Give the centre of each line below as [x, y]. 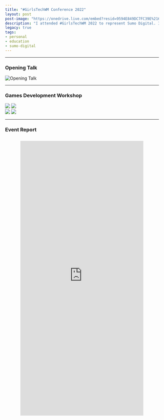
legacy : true [18, 28]
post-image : [17, 19]
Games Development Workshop [43, 95]
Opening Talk [21, 67]
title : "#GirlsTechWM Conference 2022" [46, 10]
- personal [16, 37]
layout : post [18, 14]
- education [17, 42]
